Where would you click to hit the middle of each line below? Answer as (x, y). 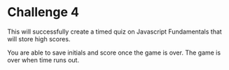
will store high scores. (39, 38)
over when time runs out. (43, 59)
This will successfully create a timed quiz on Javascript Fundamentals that (114, 31)
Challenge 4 (43, 12)
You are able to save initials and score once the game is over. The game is (114, 52)
